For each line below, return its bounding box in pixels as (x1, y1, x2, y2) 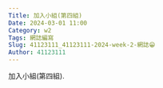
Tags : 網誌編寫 (8, 33, 54, 42)
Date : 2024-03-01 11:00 (8, 19, 88, 27)
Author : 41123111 (8, 48, 66, 56)
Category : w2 (8, 26, 52, 34)
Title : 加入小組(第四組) (8, 11, 82, 20)
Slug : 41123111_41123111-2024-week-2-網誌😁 (8, 41, 156, 49)
